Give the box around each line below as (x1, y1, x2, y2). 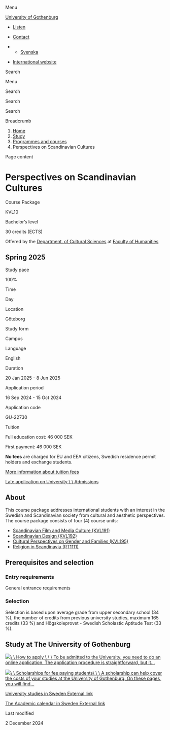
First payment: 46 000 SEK (5, 444, 62, 450)
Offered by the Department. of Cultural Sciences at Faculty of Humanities (5, 238, 159, 244)
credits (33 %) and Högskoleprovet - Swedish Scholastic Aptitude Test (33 (5, 620, 161, 626)
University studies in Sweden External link (5, 690, 93, 697)
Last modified (5, 710, 34, 716)
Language (5, 345, 26, 351)
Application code (5, 404, 41, 410)
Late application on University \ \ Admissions (5, 478, 99, 484)
